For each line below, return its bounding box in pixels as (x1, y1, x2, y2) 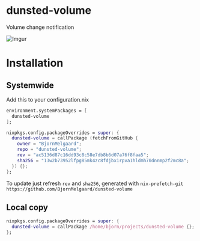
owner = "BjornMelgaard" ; (17, 141, 82, 147)
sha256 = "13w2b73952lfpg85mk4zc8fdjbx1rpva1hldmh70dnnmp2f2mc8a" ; (17, 157, 189, 163)
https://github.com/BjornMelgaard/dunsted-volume (6, 186, 133, 192)
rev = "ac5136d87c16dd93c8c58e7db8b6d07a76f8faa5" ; (17, 152, 149, 158)
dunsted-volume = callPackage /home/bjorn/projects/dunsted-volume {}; (11, 224, 195, 230)
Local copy (6, 202, 48, 212)
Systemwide (6, 80, 54, 90)
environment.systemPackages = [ (6, 108, 87, 114)
